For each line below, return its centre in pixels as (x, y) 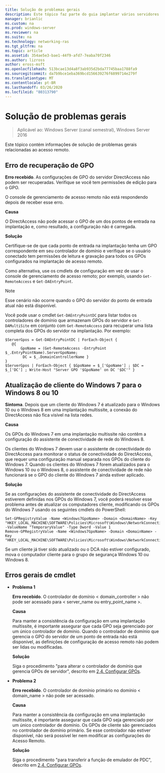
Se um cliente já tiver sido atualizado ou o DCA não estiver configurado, (78, 549)
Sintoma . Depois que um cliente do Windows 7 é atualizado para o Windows (82, 404)
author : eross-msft (25, 64)
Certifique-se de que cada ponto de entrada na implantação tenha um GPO (81, 246)
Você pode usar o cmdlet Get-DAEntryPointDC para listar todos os (71, 315)
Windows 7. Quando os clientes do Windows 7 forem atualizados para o (78, 464)
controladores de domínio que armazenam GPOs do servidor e (69, 321)
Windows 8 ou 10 (32, 393)
